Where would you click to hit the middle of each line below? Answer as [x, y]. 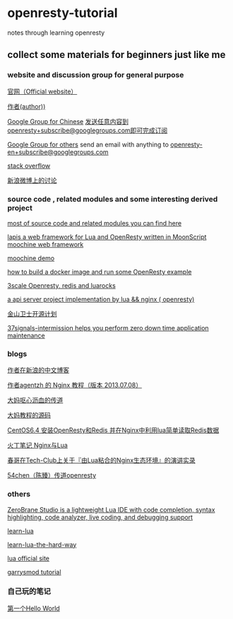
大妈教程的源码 [29, 415]
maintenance [26, 335]
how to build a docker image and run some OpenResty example [100, 272]
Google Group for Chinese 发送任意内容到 [68, 121]
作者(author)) [26, 106]
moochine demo [31, 258]
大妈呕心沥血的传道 [35, 400]
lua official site [29, 558]
